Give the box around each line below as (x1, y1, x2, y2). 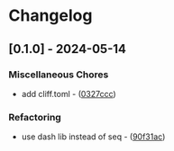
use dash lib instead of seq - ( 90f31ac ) (21, 131, 166, 142)
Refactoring (8, 111, 62, 123)
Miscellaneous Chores (8, 68, 109, 81)
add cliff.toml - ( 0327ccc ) (21, 88, 116, 99)
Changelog (8, 5, 93, 26)
